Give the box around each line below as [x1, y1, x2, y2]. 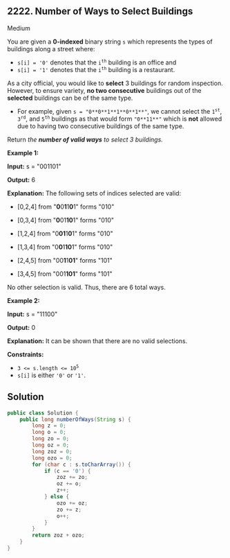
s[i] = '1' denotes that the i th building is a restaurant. [17, 65, 175, 73]
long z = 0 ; [32, 422, 67, 429]
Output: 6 [7, 175, 36, 184]
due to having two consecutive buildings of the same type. [17, 121, 184, 130]
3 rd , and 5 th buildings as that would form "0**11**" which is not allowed [17, 114, 222, 123]
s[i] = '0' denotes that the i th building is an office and [17, 58, 177, 67]
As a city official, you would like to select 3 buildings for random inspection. [7, 79, 223, 87]
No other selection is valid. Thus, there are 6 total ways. [7, 283, 166, 291]
